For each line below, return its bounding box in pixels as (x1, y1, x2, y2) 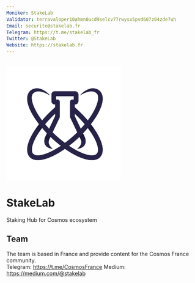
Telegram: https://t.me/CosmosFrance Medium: (6, 263, 127, 270)
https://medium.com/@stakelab (6, 270, 86, 277)
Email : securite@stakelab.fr (6, 23, 81, 29)
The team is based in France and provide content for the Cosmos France (6, 250, 189, 257)
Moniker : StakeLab (6, 10, 53, 16)
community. (6, 257, 36, 264)
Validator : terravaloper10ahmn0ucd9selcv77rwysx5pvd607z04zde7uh (6, 16, 176, 23)
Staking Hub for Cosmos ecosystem (6, 216, 97, 223)
